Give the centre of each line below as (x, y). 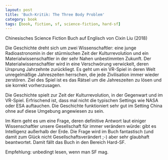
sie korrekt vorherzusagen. (33, 86)
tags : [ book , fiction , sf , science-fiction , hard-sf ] (63, 24)
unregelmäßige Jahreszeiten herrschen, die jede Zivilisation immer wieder (82, 75)
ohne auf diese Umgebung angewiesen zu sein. (55, 111)
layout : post (19, 10)
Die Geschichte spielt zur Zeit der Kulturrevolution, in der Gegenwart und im (84, 95)
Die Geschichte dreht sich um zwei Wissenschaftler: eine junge (71, 48)
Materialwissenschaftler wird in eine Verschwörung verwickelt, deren (77, 64)
